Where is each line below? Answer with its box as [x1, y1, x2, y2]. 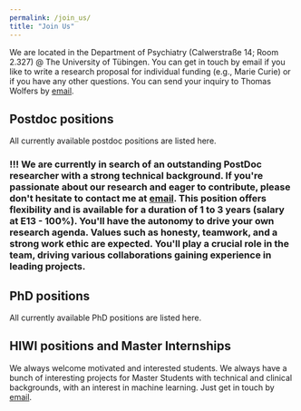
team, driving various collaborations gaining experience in [9, 249, 272, 261]
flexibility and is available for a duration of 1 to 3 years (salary [9, 203, 286, 216]
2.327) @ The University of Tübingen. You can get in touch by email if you [9, 56, 286, 67]
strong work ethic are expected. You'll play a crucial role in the [9, 238, 290, 250]
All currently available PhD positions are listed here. [9, 312, 202, 323]
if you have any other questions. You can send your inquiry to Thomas [9, 75, 272, 86]
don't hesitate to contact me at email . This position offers [9, 192, 267, 205]
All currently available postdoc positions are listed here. [9, 135, 217, 146]
